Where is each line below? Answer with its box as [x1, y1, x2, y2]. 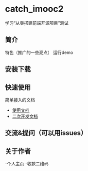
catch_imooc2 [5, 3, 64, 15]
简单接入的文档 [5, 97, 35, 103]
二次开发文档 [12, 113, 38, 119]
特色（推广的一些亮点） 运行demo [5, 50, 73, 55]
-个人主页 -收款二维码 [5, 161, 49, 167]
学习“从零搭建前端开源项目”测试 [5, 20, 69, 26]
